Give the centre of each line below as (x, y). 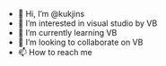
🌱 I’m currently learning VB (67, 33)
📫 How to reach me (55, 52)
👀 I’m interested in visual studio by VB (87, 23)
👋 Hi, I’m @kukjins (51, 14)
